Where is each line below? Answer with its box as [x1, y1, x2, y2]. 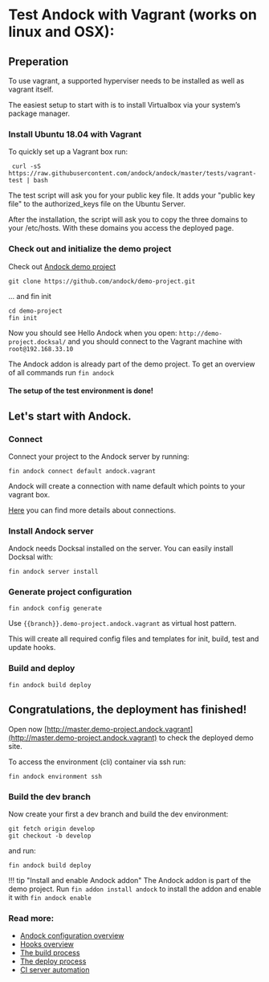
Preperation [8, 55, 69, 68]
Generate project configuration [8, 587, 132, 598]
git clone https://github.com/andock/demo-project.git [8, 277, 196, 285]
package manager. [8, 108, 71, 118]
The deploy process [19, 956, 87, 966]
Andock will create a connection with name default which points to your [8, 481, 246, 491]
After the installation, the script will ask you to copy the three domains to [8, 215, 248, 224]
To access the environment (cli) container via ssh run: [8, 757, 186, 767]
